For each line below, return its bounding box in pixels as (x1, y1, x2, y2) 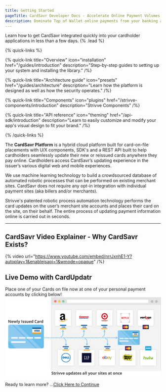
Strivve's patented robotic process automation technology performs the (5, 198, 151, 204)
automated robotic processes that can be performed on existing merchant (5, 178, 156, 184)
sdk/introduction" (5, 117, 41, 123)
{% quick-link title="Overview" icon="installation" (5, 57, 106, 63)
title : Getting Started (5, 8, 54, 13)
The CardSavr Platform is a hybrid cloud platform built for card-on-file (5, 142, 149, 148)
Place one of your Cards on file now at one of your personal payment (5, 286, 146, 292)
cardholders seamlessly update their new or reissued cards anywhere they (5, 152, 157, 158)
